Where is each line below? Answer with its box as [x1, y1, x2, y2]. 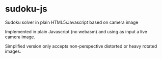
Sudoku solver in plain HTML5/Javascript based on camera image [5, 19, 138, 25]
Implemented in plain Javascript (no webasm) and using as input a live [5, 29, 147, 34]
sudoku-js [5, 3, 48, 15]
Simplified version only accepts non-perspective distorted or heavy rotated [5, 43, 157, 49]
